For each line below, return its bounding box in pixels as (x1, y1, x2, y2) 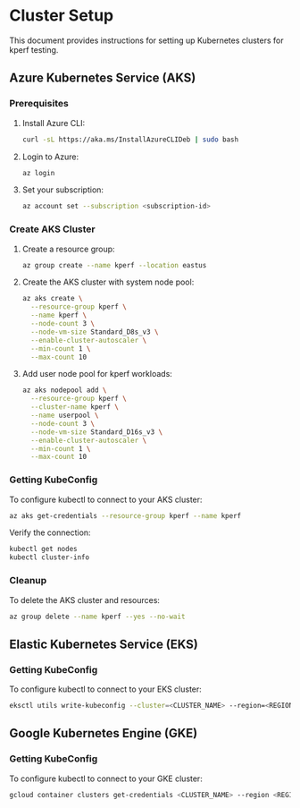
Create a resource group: (21, 243, 115, 254)
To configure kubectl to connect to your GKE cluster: (9, 773, 203, 784)
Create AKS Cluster (9, 223, 96, 235)
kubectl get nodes (9, 545, 78, 554)
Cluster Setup (9, 5, 114, 26)
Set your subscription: (21, 184, 104, 195)
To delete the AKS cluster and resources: (9, 594, 161, 605)
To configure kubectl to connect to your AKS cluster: (9, 494, 203, 505)
